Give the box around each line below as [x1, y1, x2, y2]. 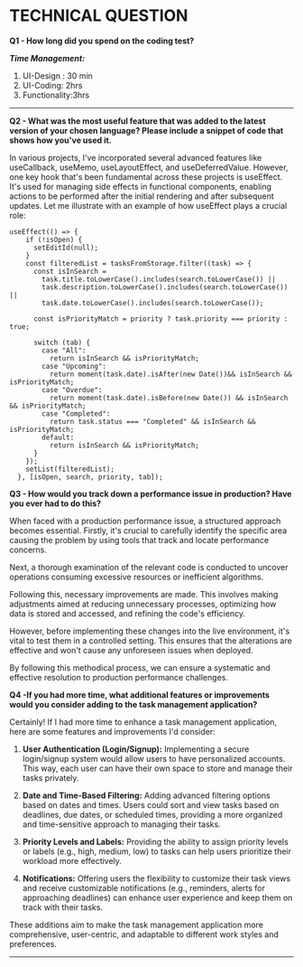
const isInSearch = [32, 267, 106, 276]
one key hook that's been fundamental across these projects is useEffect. [9, 171, 283, 182]
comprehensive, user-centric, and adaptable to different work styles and [9, 928, 280, 940]
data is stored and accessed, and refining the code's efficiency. [9, 607, 246, 619]
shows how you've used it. [9, 135, 112, 146]
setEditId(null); [32, 243, 99, 252]
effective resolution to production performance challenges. [9, 671, 228, 682]
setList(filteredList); [25, 465, 115, 474]
